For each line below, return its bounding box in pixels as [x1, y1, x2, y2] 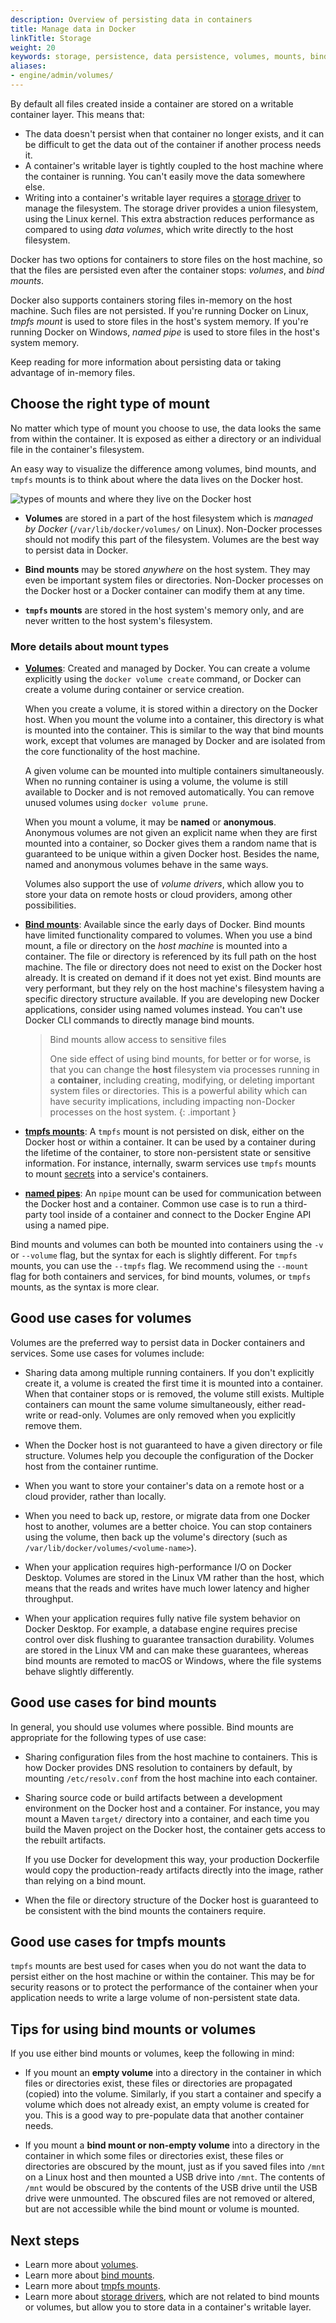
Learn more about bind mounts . [24, 2269, 155, 2281]
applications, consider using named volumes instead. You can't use [24, 1003, 303, 1015]
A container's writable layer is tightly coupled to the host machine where [24, 159, 324, 171]
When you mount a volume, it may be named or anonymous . [24, 816, 277, 828]
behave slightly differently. [24, 1665, 135, 1677]
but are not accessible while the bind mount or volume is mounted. [24, 2203, 300, 2215]
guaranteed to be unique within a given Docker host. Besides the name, [24, 847, 320, 860]
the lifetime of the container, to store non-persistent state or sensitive [24, 1146, 312, 1158]
